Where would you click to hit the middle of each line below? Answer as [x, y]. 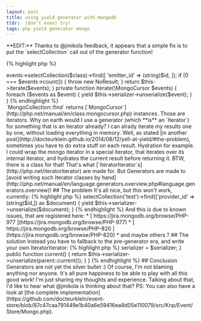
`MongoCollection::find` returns [45, 107]
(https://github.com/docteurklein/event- [55, 299]
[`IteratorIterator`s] [119, 165]
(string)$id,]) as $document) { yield [50, 203]
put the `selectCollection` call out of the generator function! [79, 52]
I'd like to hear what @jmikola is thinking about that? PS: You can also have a [101, 286]
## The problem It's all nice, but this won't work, [112, 191]
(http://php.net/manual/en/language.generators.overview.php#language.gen [101, 184]
